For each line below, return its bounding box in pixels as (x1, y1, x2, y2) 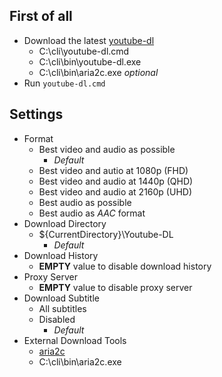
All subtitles (38, 302, 87, 314)
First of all (9, 8, 73, 25)
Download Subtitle (23, 292, 100, 304)
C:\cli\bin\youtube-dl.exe (38, 55, 142, 68)
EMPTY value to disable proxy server (38, 281, 193, 293)
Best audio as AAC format (38, 207, 146, 219)
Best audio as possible (38, 196, 132, 208)
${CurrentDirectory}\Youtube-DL (38, 228, 174, 240)
